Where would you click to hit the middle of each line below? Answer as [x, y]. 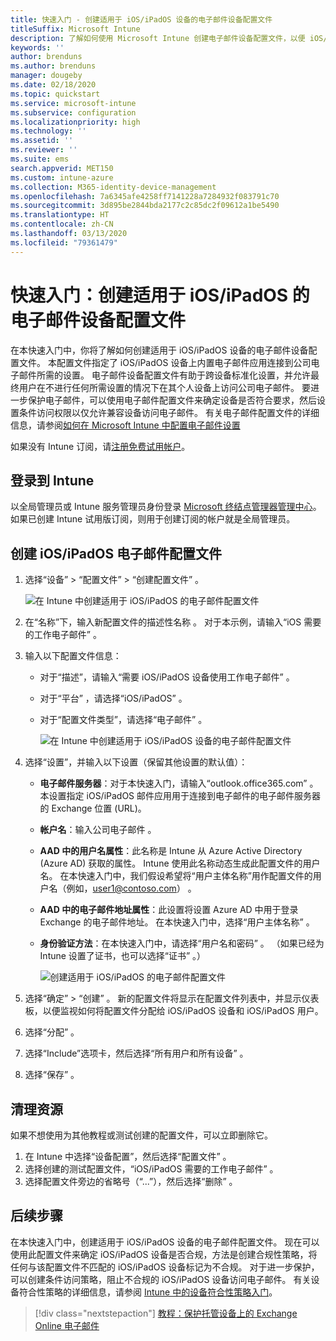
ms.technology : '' [48, 131]
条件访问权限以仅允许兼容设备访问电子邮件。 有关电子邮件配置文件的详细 [169, 412]
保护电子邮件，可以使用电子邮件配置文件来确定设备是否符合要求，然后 [172, 400]
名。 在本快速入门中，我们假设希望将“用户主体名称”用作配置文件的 [176, 876]
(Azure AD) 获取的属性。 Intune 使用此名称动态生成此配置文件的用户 [180, 863]
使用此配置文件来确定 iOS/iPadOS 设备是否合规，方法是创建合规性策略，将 [164, 1254]
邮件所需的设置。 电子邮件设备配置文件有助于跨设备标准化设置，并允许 [164, 375]
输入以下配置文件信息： [73, 656]
